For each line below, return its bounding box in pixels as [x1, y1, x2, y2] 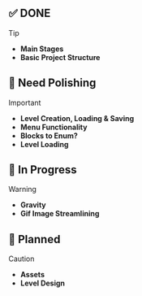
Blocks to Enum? [19, 130, 79, 141]
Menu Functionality [19, 122, 88, 132]
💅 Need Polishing [8, 76, 97, 90]
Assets [19, 270, 45, 280]
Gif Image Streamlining [19, 209, 100, 219]
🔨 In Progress [8, 163, 77, 177]
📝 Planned [8, 232, 61, 246]
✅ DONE [8, 7, 51, 20]
